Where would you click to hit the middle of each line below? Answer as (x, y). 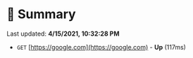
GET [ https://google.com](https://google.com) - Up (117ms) (101, 47)
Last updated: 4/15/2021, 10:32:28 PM (63, 34)
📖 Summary (41, 14)
